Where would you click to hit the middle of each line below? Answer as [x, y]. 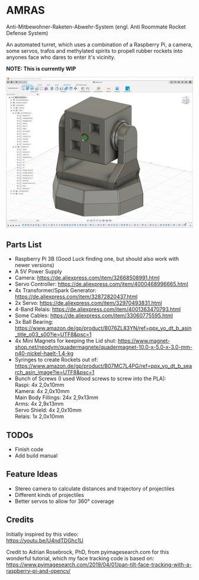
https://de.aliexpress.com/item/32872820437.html [76, 297]
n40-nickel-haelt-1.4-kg [44, 353]
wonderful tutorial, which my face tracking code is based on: [80, 558]
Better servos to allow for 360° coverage [64, 501]
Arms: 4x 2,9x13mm [39, 404]
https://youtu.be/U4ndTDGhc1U [45, 540]
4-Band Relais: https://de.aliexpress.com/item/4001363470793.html [98, 310]
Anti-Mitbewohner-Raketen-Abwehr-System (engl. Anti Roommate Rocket [96, 27]
